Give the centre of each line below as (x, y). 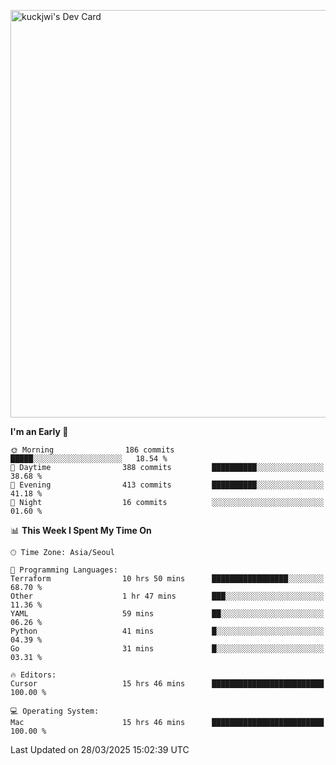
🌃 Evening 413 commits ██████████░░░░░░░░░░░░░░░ (167, 485)
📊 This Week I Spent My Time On (81, 530)
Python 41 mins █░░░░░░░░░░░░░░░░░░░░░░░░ (167, 631)
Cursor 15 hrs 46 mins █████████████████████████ (167, 684)
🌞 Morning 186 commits (92, 450)
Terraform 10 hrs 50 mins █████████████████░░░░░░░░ (167, 579)
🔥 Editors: (33, 675)
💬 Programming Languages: (64, 570)
